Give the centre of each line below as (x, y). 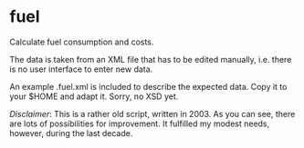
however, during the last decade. (71, 133)
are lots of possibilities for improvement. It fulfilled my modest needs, (140, 123)
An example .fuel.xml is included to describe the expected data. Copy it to (148, 86)
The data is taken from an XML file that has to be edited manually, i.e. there (151, 59)
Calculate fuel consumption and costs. (82, 42)
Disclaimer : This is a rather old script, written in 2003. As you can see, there (152, 113)
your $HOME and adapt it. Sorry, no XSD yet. (94, 96)
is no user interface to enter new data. (81, 69)
